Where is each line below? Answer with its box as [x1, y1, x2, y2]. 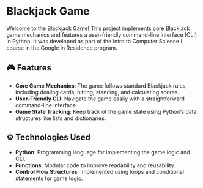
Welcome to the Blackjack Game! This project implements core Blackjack [6, 24, 190, 32]
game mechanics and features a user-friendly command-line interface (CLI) [6, 31, 197, 38]
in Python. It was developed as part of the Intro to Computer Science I [6, 37, 182, 45]
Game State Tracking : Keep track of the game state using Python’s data [15, 108, 197, 115]
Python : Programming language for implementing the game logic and [15, 148, 191, 156]
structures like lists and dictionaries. [15, 115, 106, 122]
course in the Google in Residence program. [6, 44, 117, 51]
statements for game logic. [15, 175, 83, 182]
